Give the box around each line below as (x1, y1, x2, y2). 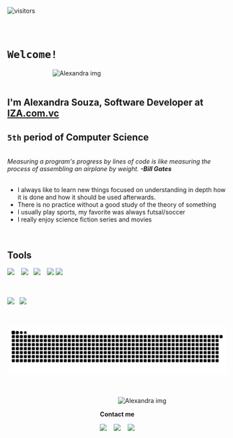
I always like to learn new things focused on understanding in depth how (17, 186, 226, 194)
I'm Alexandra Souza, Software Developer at (7, 96, 204, 108)
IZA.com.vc (7, 108, 59, 119)
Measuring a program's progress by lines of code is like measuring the (7, 157, 211, 166)
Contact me (100, 409, 135, 418)
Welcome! (7, 48, 58, 61)
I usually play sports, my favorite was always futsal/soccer (17, 208, 186, 217)
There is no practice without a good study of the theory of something (17, 200, 216, 209)
